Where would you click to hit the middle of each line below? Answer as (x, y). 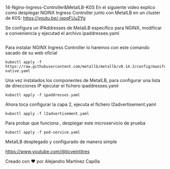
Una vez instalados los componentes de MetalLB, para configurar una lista (83, 80)
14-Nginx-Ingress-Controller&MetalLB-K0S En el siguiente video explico (80, 7)
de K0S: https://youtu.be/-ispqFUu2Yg (46, 18)
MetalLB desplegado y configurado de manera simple (61, 142)
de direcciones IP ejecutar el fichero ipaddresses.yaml (62, 86)
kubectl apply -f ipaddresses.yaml (43, 95)
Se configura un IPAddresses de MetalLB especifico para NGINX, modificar (83, 28)
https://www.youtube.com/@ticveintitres (48, 152)
